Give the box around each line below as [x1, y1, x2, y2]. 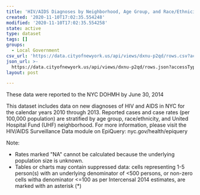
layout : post [6, 70, 39, 76]
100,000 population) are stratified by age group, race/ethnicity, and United [6, 115, 189, 122]
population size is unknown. [14, 157, 83, 164]
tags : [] [6, 36, 28, 42]
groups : [6, 42, 26, 48]
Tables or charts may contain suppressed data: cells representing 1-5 [14, 163, 185, 171]
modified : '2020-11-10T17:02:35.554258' [6, 20, 108, 26]
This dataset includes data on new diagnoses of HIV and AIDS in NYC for [6, 102, 185, 110]
